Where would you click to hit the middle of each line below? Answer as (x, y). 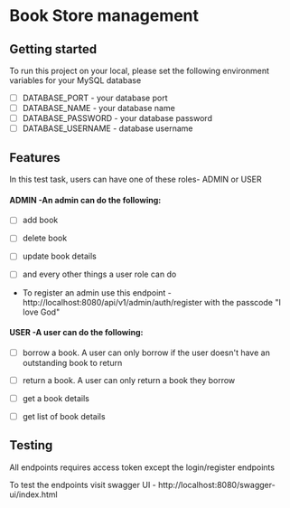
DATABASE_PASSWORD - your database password (117, 118)
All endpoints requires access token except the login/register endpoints (142, 467)
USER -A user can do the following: (76, 333)
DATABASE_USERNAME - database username (108, 128)
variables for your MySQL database (75, 80)
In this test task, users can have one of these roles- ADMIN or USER (136, 179)
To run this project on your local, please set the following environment (139, 71)
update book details (60, 256)
